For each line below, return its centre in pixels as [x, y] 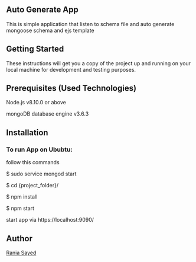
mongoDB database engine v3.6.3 [48, 114]
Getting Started [35, 49]
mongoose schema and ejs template [50, 30]
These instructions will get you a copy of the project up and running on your [98, 63]
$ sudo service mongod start [41, 174]
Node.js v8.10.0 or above [36, 103]
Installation [27, 132]
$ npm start [20, 208]
